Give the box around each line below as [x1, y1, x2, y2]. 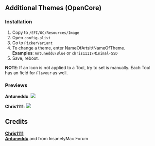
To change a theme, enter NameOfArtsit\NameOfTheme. [12, 45, 125, 50]
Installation [5, 18, 33, 25]
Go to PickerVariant [12, 40, 53, 46]
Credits [5, 117, 28, 126]
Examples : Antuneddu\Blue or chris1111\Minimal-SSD [12, 50, 118, 56]
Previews [5, 82, 28, 89]
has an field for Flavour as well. [5, 70, 68, 76]
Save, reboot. [12, 55, 39, 61]
